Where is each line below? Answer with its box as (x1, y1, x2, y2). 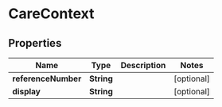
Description (120, 60, 166, 71)
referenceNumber (12, 73, 82, 84)
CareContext (8, 5, 95, 23)
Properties (8, 36, 62, 50)
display (12, 86, 41, 97)
